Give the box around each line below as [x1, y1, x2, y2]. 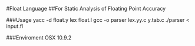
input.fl [6, 23, 24, 29]
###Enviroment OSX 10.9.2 [6, 34, 72, 41]
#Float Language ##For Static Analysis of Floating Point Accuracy [6, 5, 166, 12]
